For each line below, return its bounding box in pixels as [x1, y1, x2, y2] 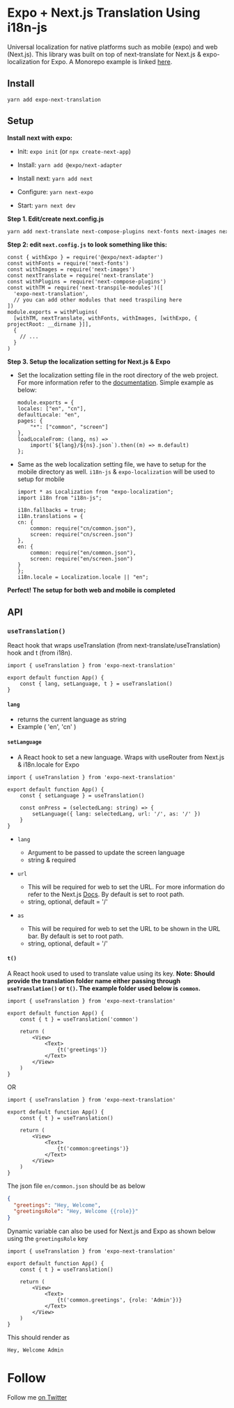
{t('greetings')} [56, 1046, 108, 1053]
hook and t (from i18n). [7, 649, 72, 657]
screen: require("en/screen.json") [30, 556, 134, 563]
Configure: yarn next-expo [17, 187, 94, 196]
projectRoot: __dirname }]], [7, 321, 92, 328]
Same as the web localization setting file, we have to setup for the [17, 460, 207, 469]
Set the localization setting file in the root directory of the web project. [17, 371, 219, 380]
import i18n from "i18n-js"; [17, 494, 102, 502]
